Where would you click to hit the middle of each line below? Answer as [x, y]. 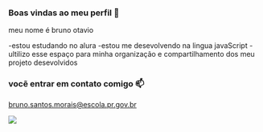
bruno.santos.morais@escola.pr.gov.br [72, 104]
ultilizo [19, 54]
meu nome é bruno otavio [51, 30]
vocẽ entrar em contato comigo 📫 [76, 84]
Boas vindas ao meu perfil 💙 [64, 13]
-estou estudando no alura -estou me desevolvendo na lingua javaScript [128, 46]
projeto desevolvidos [43, 62]
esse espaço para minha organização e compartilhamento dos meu [143, 54]
